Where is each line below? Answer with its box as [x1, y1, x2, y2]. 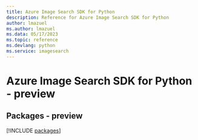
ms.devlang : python [6, 43, 56, 49]
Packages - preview [6, 111, 83, 121]
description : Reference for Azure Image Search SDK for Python [6, 14, 170, 21]
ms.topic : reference [6, 37, 59, 43]
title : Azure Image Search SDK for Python [6, 8, 115, 15]
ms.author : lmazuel [6, 25, 56, 32]
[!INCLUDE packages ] [6, 127, 61, 134]
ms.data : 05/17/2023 [6, 31, 59, 37]
